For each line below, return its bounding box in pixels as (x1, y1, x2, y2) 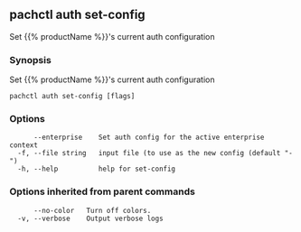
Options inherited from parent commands (9, 185, 196, 198)
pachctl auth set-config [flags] (9, 92, 136, 101)
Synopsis (9, 53, 52, 66)
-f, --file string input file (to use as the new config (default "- (17, 149, 294, 158)
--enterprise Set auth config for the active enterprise (33, 133, 265, 143)
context (9, 141, 39, 150)
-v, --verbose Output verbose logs (17, 214, 165, 223)
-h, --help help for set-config (17, 164, 176, 174)
